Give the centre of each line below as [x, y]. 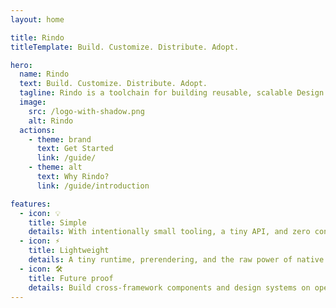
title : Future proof [71, 278]
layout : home [37, 19]
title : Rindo [37, 37]
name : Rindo [44, 74]
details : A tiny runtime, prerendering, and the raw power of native [176, 260]
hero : [21, 65]
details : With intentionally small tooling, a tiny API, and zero [169, 232]
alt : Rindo [51, 121]
